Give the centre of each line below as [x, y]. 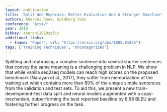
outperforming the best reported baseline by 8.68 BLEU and [94, 99]
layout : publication [27, 10]
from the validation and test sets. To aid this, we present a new [70, 88]
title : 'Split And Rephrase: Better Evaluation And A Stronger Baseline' [84, 15]
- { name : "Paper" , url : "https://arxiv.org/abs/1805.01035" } [75, 43]
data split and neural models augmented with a [92, 93]
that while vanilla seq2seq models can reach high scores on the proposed [82, 72]
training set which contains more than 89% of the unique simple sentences [83, 83]
